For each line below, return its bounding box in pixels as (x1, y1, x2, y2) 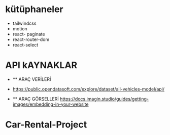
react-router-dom (12, 36, 50, 42)
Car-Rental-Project (5, 119, 87, 130)
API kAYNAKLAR (5, 60, 78, 71)
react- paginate (12, 31, 45, 37)
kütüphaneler (5, 4, 63, 15)
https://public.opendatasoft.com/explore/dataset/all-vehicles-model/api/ (12, 86, 165, 92)
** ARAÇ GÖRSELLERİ (12, 96, 59, 102)
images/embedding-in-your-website (12, 101, 89, 107)
